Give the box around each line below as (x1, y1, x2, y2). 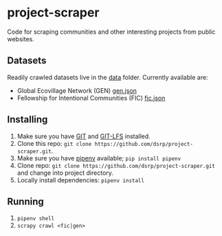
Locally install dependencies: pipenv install (16, 175, 144, 184)
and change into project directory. (16, 169, 113, 177)
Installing (7, 114, 48, 125)
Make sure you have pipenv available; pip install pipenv (16, 153, 181, 162)
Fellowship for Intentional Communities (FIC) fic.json (16, 94, 166, 102)
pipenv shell (16, 215, 55, 222)
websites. (7, 34, 34, 43)
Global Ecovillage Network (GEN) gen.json (16, 86, 137, 94)
